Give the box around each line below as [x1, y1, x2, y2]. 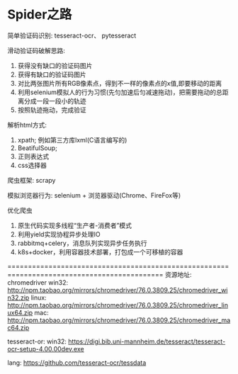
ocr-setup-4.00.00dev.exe [7, 344, 84, 353]
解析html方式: [7, 120, 47, 129]
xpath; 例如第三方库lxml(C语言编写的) [17, 135, 127, 144]
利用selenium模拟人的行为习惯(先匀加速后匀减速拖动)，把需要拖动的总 [17, 88, 223, 96]
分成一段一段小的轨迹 [23, 96, 86, 105]
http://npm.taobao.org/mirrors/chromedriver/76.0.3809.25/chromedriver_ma [7, 316, 231, 324]
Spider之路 [7, 6, 72, 23]
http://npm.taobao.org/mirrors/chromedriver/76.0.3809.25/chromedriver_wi [7, 285, 228, 294]
